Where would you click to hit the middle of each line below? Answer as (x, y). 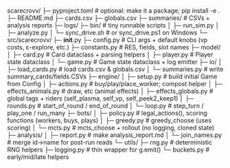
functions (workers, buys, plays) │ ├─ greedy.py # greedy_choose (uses (109, 120)
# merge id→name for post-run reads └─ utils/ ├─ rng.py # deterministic (110, 142)
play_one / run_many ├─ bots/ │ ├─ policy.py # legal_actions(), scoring (107, 113)
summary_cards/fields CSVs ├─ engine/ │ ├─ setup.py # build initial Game (112, 76)
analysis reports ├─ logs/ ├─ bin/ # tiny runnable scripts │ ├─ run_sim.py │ (113, 25)
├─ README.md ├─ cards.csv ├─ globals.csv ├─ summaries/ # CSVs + (109, 18)
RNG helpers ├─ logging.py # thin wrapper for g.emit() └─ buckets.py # (108, 149)
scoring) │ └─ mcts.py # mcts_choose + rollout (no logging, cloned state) (111, 128)
